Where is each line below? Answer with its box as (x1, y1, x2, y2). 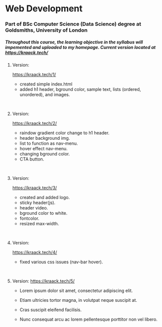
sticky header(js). (19, 200, 56, 205)
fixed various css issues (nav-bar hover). (19, 259, 103, 265)
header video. (19, 205, 48, 211)
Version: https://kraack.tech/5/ (12, 278, 75, 284)
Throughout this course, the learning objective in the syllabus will (5, 39, 143, 45)
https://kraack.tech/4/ (12, 249, 57, 255)
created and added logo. (19, 195, 70, 201)
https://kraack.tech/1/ (12, 72, 56, 78)
